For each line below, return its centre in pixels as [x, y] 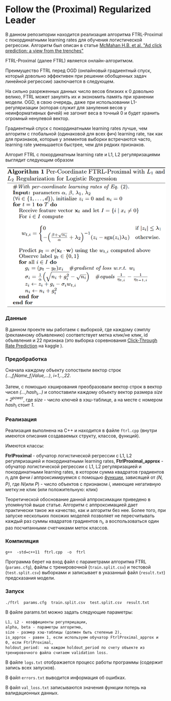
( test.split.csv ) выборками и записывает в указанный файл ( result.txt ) [86, 573]
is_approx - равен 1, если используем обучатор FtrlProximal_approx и [82, 637]
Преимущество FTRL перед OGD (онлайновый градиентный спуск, [78, 71]
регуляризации [22, 107]
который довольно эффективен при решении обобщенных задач [76, 76]
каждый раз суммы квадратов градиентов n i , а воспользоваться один [82, 522]
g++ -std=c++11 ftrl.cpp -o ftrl [45, 552]
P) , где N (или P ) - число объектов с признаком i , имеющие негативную [83, 484]
